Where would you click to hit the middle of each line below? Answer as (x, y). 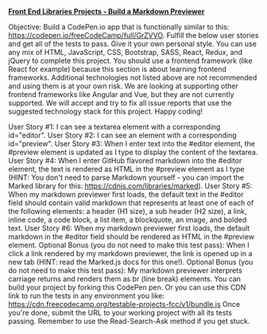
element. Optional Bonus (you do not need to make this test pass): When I (129, 245)
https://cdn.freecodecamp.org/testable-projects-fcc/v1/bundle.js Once (124, 304)
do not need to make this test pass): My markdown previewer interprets (125, 270)
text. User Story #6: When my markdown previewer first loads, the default (129, 228)
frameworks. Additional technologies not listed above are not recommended (133, 78)
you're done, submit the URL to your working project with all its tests (120, 313)
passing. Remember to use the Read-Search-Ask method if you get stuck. (129, 321)
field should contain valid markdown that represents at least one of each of (131, 203)
